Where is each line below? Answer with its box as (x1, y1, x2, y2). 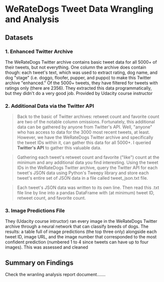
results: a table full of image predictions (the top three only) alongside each (5, 229, 157, 235)
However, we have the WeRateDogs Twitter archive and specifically (17, 135, 153, 141)
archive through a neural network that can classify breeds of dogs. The (5, 224, 149, 230)
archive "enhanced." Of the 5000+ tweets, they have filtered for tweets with (5, 80, 158, 86)
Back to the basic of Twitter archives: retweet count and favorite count (17, 114, 160, 119)
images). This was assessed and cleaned (5, 244, 88, 250)
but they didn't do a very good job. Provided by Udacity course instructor (5, 90, 153, 96)
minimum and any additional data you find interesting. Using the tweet (17, 160, 159, 165)
